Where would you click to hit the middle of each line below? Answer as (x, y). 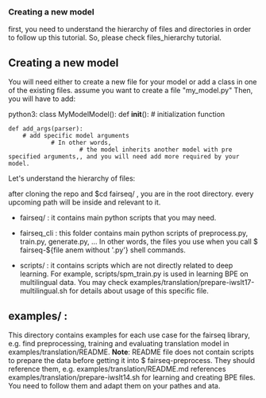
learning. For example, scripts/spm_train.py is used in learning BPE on (134, 274)
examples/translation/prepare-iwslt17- (192, 283)
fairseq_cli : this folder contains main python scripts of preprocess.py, (134, 233)
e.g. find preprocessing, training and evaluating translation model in (119, 343)
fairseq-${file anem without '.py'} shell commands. (103, 250)
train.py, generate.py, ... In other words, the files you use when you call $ (139, 242)
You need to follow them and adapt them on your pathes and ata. (114, 385)
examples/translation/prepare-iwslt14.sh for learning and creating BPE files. (132, 377)
